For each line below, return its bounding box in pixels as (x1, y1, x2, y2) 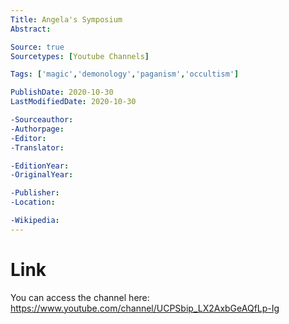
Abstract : (10, 24, 52, 34)
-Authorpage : (10, 124, 65, 134)
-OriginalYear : (10, 170, 74, 180)
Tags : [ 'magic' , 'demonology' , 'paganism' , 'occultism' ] (10, 69, 240, 80)
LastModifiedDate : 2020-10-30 (10, 97, 137, 107)
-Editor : (10, 133, 47, 143)
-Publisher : (10, 188, 60, 198)
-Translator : (10, 142, 65, 153)
